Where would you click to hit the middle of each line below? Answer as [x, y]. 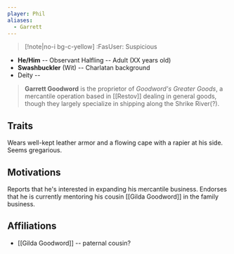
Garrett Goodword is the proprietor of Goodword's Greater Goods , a [124, 89]
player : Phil [26, 14]
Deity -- [29, 75]
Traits [20, 126]
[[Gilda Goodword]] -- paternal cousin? [74, 243]
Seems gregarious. [35, 150]
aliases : [20, 20]
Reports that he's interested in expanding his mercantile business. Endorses [117, 189]
